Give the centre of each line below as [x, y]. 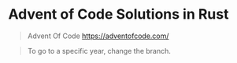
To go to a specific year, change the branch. [99, 51]
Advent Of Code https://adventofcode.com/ [98, 36]
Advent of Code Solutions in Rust [119, 14]
